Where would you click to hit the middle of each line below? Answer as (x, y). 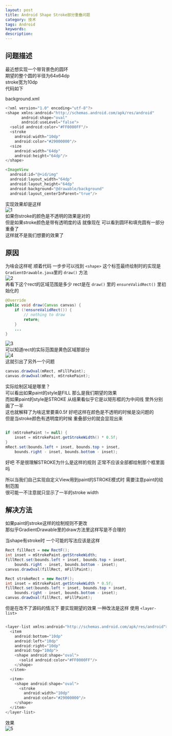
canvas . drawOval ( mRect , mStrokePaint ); (48, 376)
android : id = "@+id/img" (34, 175)
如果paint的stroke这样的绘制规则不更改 (46, 523)
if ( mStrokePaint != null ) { (36, 433)
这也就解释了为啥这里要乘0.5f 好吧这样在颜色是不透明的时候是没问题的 (80, 412)
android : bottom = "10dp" (39, 636)
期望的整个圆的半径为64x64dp (38, 75)
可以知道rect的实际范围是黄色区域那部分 (48, 350)
